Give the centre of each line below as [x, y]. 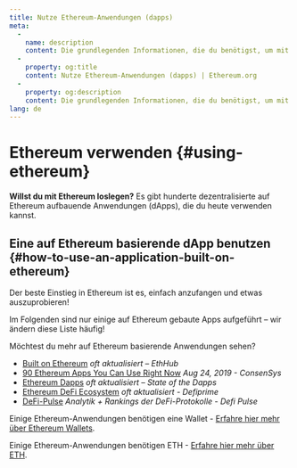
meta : [19, 26]
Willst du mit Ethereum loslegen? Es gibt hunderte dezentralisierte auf [140, 196]
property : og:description [74, 92]
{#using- [209, 153]
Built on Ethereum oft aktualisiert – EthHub [100, 363]
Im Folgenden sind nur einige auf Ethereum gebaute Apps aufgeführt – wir [145, 319]
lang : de [25, 109]
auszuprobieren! [39, 302]
